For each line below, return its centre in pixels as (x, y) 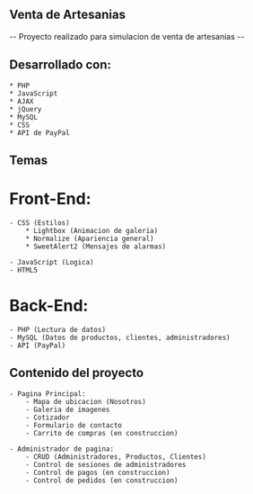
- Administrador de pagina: (62, 449)
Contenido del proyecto (77, 373)
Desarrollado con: (61, 65)
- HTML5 (24, 270)
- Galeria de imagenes (68, 409)
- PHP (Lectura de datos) (57, 329)
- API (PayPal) (38, 346)
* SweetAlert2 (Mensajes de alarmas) (96, 247)
